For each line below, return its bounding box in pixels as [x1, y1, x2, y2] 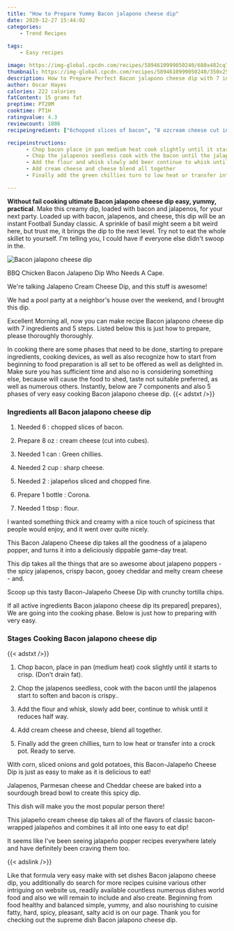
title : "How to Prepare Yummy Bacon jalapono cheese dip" [7, 10, 179, 17]
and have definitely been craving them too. [7, 844, 130, 853]
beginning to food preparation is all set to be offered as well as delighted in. [7, 360, 224, 368]
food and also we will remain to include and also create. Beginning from [7, 893, 212, 902]
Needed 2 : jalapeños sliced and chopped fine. [17, 477, 152, 485]
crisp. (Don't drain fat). [17, 670, 83, 679]
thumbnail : [7, 68, 39, 75]
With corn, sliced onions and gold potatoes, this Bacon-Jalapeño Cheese [7, 761, 217, 769]
